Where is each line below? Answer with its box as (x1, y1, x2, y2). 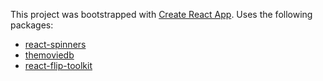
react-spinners (24, 39, 87, 50)
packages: (10, 19, 54, 31)
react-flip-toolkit (24, 60, 93, 71)
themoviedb (24, 49, 75, 61)
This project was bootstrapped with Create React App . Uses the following (10, 9, 313, 20)
